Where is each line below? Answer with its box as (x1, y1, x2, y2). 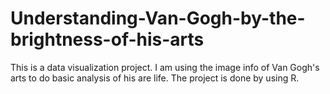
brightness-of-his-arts (10, 28, 205, 51)
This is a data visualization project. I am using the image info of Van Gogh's (10, 61, 320, 73)
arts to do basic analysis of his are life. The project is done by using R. (10, 72, 300, 84)
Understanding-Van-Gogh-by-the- (10, 7, 306, 30)
